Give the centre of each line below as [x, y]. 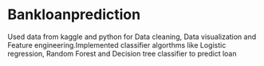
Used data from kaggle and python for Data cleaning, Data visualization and [132, 37]
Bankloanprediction [74, 15]
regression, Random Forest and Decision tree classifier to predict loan [122, 53]
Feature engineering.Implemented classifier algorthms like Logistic [117, 45]
